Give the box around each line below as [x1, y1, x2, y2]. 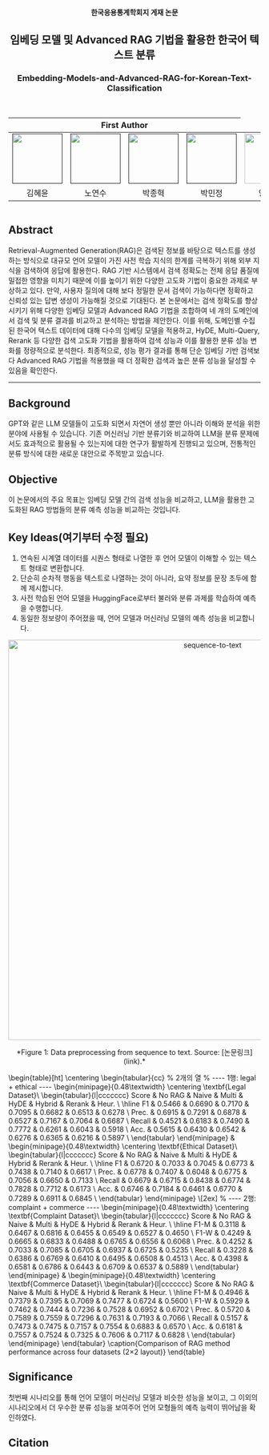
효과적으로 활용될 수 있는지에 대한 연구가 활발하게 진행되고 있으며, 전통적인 [22, 439, 256, 448]
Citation [8, 1437, 50, 1450]
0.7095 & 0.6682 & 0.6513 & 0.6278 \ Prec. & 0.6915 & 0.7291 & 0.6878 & [8, 1108, 247, 1117]
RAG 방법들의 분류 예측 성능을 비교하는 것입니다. [29, 505, 181, 515]
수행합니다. [28, 603, 64, 613]
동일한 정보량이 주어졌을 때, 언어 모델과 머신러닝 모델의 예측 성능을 [19, 613, 227, 623]
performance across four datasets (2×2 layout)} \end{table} [8, 1347, 206, 1357]
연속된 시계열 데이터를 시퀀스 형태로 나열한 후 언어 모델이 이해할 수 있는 [19, 553, 243, 563]
